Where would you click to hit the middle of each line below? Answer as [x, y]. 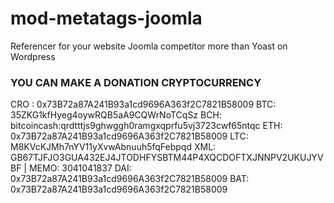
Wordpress [33, 56]
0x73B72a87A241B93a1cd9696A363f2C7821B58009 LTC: [129, 136]
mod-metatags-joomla [106, 18]
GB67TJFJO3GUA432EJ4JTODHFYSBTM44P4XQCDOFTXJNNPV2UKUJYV [167, 158]
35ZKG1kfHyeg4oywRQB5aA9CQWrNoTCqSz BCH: [116, 115]
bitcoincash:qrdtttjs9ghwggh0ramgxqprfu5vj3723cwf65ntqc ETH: [146, 126]
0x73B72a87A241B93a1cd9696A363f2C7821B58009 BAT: [130, 179]
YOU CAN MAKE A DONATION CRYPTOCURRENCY [136, 82]
